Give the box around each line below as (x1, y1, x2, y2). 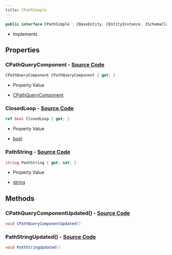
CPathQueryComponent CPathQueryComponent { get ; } (5, 73, 116, 78)
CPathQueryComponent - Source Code (5, 61, 105, 68)
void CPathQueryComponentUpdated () (5, 221, 81, 226)
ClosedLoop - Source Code (5, 105, 74, 112)
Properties (5, 46, 40, 54)
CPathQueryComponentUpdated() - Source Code (5, 209, 131, 217)
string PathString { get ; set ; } (5, 160, 77, 165)
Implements (12, 31, 38, 37)
